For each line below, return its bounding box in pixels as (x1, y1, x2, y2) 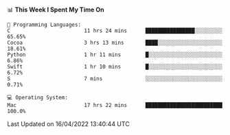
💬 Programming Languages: (7, 21, 81, 28)
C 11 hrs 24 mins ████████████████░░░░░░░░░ (7, 27, 223, 34)
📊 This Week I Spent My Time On (7, 5, 104, 14)
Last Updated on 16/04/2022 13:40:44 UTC (7, 120, 130, 128)
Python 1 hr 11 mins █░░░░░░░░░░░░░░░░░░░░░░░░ (7, 51, 223, 58)
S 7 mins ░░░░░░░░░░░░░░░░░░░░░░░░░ (7, 75, 223, 82)
